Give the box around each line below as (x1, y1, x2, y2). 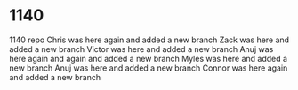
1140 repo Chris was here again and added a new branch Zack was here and (9, 34, 290, 45)
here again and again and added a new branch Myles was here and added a (9, 53, 287, 64)
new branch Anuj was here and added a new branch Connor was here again (9, 63, 288, 73)
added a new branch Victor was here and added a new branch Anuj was (9, 43, 274, 54)
